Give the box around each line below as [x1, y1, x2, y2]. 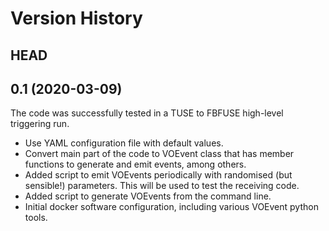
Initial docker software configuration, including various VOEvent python [24, 201, 319, 213]
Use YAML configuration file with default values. [24, 137, 224, 149]
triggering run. [10, 118, 70, 130]
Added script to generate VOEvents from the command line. [24, 190, 272, 202]
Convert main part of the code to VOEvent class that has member [24, 148, 295, 160]
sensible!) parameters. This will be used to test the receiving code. [24, 180, 300, 192]
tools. [24, 212, 48, 224]
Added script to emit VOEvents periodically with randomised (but [24, 169, 293, 181]
